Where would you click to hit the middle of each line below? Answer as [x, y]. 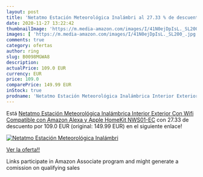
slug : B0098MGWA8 [28, 57]
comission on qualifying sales [43, 167]
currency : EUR [24, 74]
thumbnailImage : [27, 29]
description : [23, 62]
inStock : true [24, 91]
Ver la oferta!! [23, 149]
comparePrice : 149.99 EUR [39, 85]
